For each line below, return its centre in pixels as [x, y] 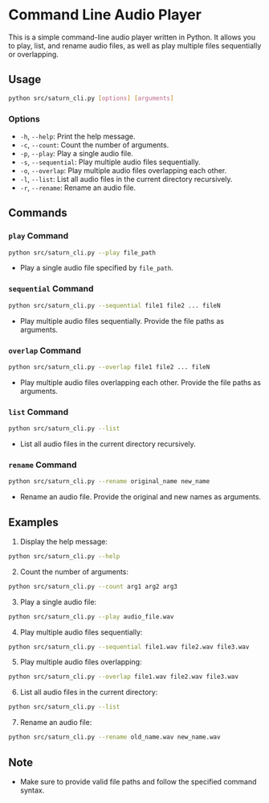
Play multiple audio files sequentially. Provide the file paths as [122, 321]
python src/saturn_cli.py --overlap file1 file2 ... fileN [109, 367]
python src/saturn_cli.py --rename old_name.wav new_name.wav [114, 737]
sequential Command [51, 289]
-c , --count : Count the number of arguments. [94, 145]
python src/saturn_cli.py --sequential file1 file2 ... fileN [114, 305]
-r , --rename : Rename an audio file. [78, 188]
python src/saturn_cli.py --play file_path [82, 252]
